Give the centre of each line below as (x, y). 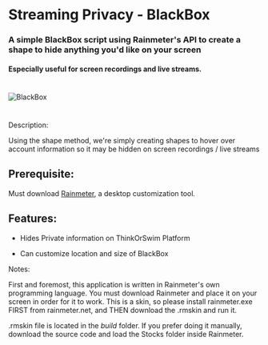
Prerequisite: (41, 174)
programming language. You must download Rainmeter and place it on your (133, 293)
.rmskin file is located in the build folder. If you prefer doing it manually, (125, 325)
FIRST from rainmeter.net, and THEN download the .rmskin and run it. (123, 310)
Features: (33, 219)
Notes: (19, 269)
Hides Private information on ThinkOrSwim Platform (105, 238)
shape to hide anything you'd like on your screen (105, 50)
